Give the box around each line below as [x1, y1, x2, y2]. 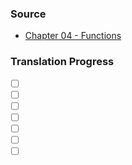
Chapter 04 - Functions [24, 30, 122, 42]
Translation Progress [10, 55, 115, 69]
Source [10, 7, 47, 21]
